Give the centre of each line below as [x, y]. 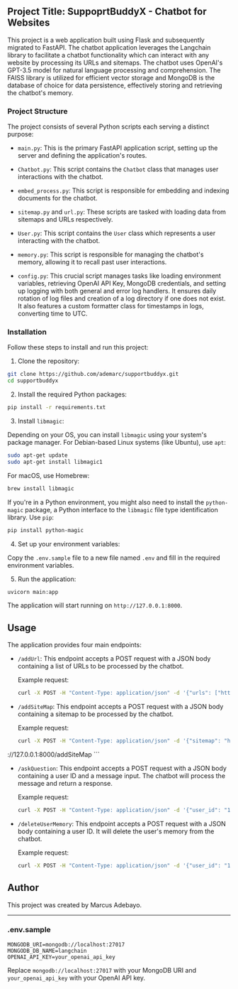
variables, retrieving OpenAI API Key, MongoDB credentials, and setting [122, 283]
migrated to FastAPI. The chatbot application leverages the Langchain [109, 47]
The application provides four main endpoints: [74, 645]
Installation [27, 332]
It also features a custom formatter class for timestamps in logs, [110, 306]
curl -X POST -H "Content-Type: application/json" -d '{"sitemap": [119, 741]
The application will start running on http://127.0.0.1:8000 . [95, 605]
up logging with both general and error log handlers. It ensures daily [117, 291]
